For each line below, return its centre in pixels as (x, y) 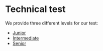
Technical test (35, 9)
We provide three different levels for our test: (52, 23)
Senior (19, 43)
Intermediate (26, 38)
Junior (19, 32)
